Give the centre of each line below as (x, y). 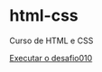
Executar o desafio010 (51, 58)
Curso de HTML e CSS (51, 40)
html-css (44, 16)
